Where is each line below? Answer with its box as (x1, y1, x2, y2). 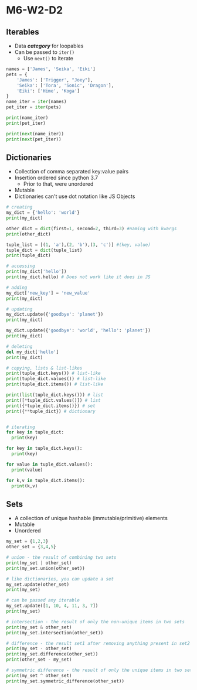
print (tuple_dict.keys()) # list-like (6, 370, 101, 377)
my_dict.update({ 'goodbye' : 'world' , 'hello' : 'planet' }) (6, 327, 151, 334)
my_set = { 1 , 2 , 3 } (6, 538, 49, 545)
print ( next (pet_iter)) (6, 136, 62, 142)
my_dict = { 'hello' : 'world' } (6, 210, 80, 216)
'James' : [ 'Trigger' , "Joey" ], (16, 77, 93, 83)
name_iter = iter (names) (6, 99, 67, 105)
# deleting (6, 343, 33, 349)
